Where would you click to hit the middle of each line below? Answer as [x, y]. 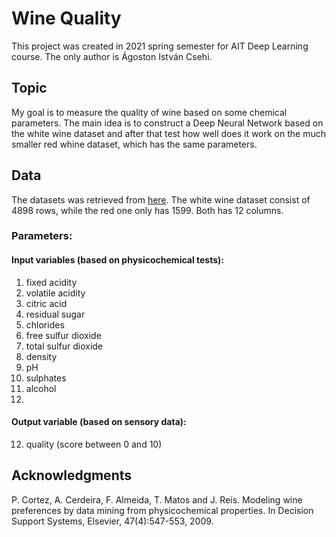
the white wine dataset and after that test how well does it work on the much [168, 133]
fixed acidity [51, 282]
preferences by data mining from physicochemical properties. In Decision [162, 510]
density [41, 356]
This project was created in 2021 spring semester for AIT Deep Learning [160, 46]
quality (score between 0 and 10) [94, 444]
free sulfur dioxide [63, 335]
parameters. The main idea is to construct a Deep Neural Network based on [167, 123]
